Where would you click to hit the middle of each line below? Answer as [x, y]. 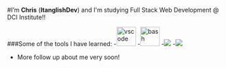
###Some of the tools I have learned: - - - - [91, 44]
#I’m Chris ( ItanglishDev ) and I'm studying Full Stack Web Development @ [113, 10]
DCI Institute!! [26, 17]
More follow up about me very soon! [68, 57]
